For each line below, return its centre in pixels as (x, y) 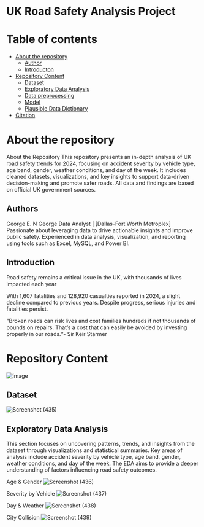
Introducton (39, 69)
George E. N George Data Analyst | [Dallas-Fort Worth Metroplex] (89, 224)
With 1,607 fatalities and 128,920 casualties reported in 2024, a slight (93, 295)
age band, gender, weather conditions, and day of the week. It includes (96, 170)
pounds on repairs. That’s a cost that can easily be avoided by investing (97, 327)
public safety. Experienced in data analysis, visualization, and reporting (96, 236)
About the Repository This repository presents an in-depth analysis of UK (99, 157)
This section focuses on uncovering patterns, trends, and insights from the (100, 444)
